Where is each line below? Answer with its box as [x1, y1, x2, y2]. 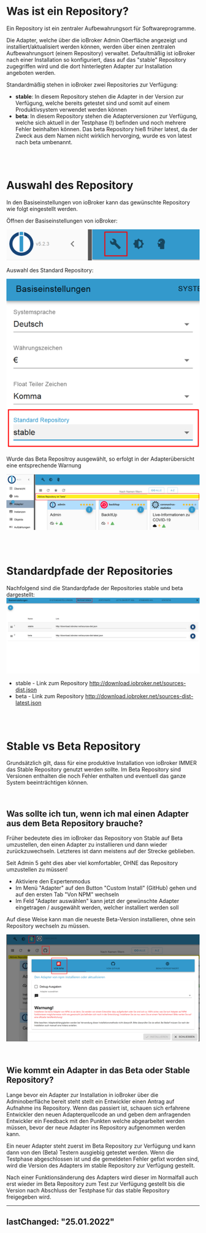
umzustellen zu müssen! [6, 866, 68, 874]
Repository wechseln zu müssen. [6, 922, 90, 930]
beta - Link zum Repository [15, 693, 84, 700]
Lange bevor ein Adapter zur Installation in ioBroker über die [6, 1091, 159, 1099]
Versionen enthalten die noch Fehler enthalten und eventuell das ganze [6, 772, 186, 780]
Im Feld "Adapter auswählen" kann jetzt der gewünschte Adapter [15, 897, 180, 905]
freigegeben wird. [6, 1193, 51, 1200]
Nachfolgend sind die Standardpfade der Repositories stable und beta [6, 584, 183, 591]
